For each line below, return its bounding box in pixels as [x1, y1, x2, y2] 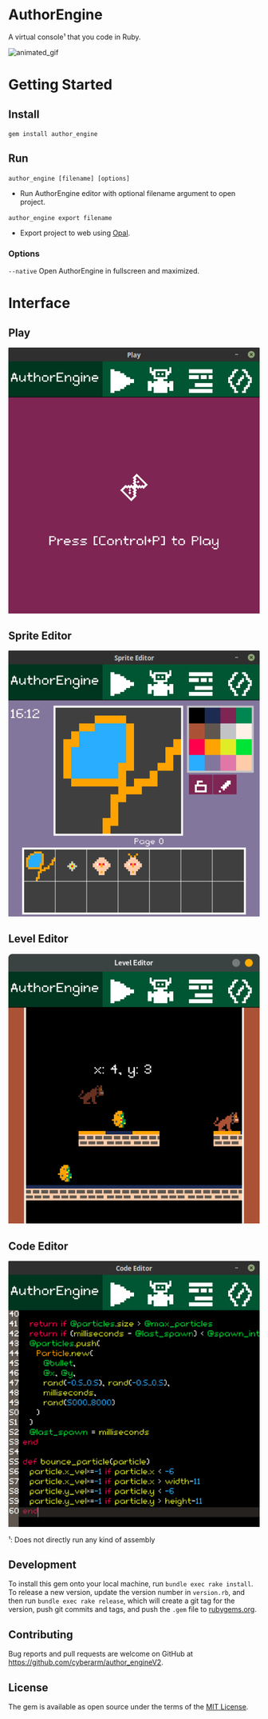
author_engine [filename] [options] [8, 174, 130, 182]
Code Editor [8, 1239, 69, 1253]
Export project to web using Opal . [19, 228, 131, 238]
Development [8, 1558, 77, 1571]
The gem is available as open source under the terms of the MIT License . [8, 1702, 249, 1712]
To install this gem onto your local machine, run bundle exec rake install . [8, 1579, 254, 1589]
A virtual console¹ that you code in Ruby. [8, 32, 141, 42]
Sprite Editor [8, 630, 72, 642]
